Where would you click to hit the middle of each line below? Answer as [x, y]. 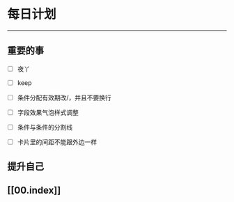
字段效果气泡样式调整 [48, 112]
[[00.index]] [34, 190]
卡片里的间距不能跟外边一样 [57, 142]
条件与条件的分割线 [45, 127]
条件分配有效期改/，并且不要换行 [64, 98]
